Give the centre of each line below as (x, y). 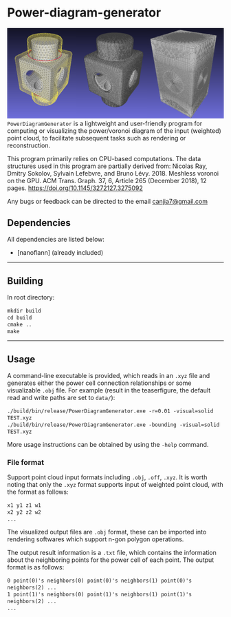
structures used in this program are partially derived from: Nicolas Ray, (107, 166)
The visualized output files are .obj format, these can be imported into (107, 532)
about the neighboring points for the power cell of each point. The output (111, 560)
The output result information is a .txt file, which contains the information (112, 553)
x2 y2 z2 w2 (24, 512)
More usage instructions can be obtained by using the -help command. (108, 445)
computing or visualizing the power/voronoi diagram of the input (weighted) (114, 130)
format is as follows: (36, 567)
